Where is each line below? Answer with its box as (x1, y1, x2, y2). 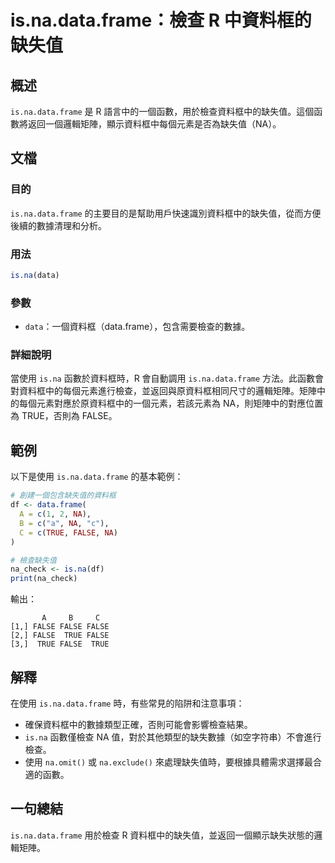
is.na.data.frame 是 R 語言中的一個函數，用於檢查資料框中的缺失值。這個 (10, 106, 315, 117)
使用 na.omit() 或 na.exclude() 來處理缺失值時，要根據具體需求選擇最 (24, 756, 313, 768)
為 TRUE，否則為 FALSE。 (10, 410, 118, 422)
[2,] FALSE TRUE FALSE (10, 631, 110, 641)
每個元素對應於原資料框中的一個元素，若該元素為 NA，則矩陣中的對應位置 (18, 397, 324, 410)
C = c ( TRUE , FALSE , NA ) (19, 527, 118, 538)
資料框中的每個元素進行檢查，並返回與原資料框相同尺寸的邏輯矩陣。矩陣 (18, 385, 317, 397)
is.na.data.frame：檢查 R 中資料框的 (10, 9, 312, 32)
